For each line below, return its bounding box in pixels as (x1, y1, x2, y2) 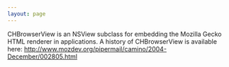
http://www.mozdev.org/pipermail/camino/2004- (23, 44, 167, 53)
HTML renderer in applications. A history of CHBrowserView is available (7, 37, 218, 46)
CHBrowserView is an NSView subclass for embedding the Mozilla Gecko (7, 30, 222, 38)
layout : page (7, 10, 46, 18)
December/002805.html (7, 52, 78, 61)
